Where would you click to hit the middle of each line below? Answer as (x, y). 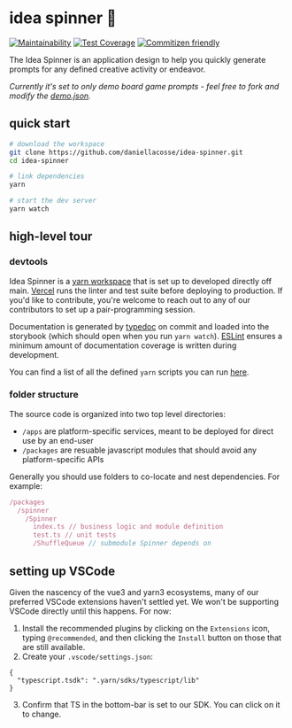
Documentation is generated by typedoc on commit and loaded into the (139, 326)
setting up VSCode (62, 571)
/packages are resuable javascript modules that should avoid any (139, 450)
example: (26, 485)
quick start (40, 124)
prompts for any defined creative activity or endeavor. (108, 69)
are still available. (54, 647)
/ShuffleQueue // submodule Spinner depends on (122, 544)
